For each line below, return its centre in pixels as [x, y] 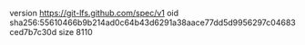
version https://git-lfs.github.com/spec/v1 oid [94, 13]
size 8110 [76, 32]
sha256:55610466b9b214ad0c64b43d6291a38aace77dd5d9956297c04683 [152, 22]
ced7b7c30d [33, 32]
